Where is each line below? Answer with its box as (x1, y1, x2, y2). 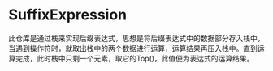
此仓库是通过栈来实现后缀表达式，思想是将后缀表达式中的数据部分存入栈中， (8, 33, 265, 43)
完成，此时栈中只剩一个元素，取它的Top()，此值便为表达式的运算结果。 (15, 53, 254, 63)
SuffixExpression (8, 6, 128, 24)
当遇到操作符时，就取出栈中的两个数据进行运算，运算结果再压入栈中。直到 (8, 43, 258, 53)
